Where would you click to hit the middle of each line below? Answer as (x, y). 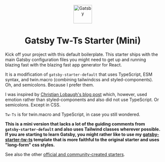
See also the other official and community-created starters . (65, 154)
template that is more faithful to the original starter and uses (97, 139)
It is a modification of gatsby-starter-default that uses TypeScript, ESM (79, 74)
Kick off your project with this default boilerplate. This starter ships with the (82, 54)
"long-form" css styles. (30, 145)
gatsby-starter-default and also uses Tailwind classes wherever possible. (83, 129)
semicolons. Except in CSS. (33, 105)
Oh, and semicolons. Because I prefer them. (50, 85)
